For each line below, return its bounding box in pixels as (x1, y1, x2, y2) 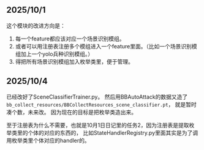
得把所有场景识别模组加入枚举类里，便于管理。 (15, 58, 134, 65)
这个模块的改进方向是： (6, 21, 66, 29)
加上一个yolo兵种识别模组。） (20, 50, 94, 58)
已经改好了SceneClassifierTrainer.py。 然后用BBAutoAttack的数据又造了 (6, 93, 188, 100)
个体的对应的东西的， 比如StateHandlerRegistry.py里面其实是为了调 (27, 129, 198, 137)
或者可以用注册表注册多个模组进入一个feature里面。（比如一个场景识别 (15, 42, 192, 50)
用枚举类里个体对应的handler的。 (6, 137, 90, 144)
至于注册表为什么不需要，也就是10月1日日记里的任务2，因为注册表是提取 (6, 121, 189, 129)
